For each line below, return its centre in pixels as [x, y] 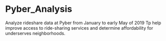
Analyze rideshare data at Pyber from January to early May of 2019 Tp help [83, 23]
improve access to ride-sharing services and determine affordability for [79, 28]
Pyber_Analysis [39, 9]
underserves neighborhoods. [35, 33]
